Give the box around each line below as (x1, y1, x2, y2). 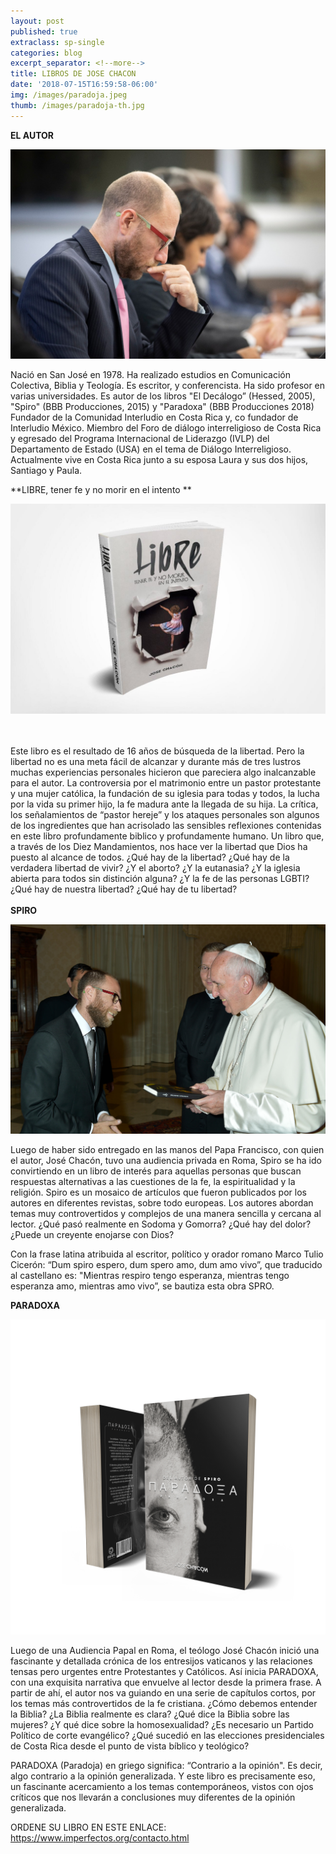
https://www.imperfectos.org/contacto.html (10, 1832, 190, 1844)
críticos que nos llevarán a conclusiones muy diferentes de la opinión (10, 1791, 296, 1804)
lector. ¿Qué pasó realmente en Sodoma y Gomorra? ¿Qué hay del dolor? (10, 1218, 312, 1230)
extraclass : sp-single (10, 37, 105, 47)
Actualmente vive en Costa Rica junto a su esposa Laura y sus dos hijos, (10, 454, 309, 466)
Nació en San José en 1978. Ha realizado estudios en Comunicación (10, 369, 291, 381)
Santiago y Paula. (10, 465, 83, 477)
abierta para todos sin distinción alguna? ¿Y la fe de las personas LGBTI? (10, 872, 310, 884)
